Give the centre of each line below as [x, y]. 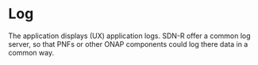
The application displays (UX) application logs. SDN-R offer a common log [130, 36]
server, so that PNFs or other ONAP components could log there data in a [128, 44]
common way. [31, 52]
